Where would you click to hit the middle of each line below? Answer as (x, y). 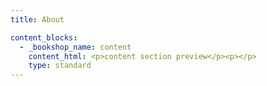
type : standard (60, 66)
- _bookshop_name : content (75, 47)
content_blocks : (44, 37)
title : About (37, 19)
